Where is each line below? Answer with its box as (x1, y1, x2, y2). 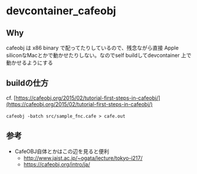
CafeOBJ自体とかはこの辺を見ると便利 (14, 147, 109, 155)
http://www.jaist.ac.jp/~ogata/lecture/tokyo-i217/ (23, 154, 143, 162)
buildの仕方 (6, 78, 49, 88)
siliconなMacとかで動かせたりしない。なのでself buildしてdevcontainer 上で (6, 52, 192, 59)
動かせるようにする (6, 59, 53, 66)
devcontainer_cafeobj (6, 4, 117, 18)
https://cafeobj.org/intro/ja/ (23, 160, 91, 167)
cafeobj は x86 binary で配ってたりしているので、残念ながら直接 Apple (6, 45, 179, 51)
